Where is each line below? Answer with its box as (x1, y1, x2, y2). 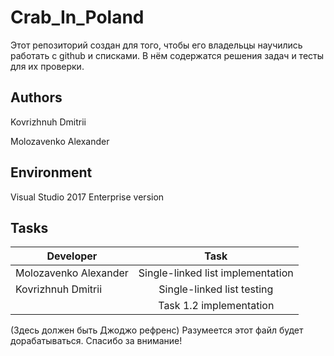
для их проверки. (10, 60, 85, 72)
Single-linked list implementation (138, 266, 294, 280)
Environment (10, 164, 93, 181)
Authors (10, 89, 63, 106)
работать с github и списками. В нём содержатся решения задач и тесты (10, 49, 325, 61)
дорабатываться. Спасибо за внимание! (10, 335, 183, 347)
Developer (46, 249, 98, 263)
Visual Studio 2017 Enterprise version (10, 191, 165, 203)
